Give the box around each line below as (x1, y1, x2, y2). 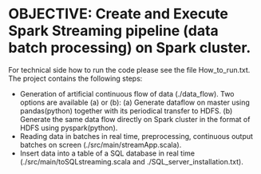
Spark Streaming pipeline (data (8, 22, 219, 40)
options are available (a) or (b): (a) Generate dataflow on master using (19, 97, 250, 107)
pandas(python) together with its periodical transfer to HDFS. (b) (19, 105, 233, 116)
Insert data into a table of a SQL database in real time (19, 148, 196, 158)
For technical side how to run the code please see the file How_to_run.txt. (8, 65, 251, 74)
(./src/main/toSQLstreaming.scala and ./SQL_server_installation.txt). (19, 156, 243, 166)
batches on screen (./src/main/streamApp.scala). (19, 140, 182, 149)
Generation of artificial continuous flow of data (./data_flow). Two (19, 89, 235, 98)
